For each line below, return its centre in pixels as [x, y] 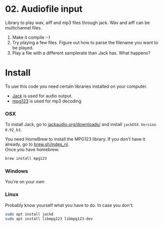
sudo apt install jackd [29, 214]
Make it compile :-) [31, 37]
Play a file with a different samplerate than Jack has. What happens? [81, 53]
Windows [17, 171]
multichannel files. [23, 27]
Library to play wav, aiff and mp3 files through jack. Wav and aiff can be [78, 23]
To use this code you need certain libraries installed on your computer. [76, 86]
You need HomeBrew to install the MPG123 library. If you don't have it [75, 139]
